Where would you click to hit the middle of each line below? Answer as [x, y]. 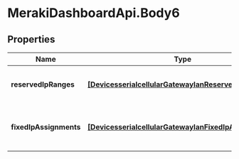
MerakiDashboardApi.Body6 [94, 13]
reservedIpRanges [43, 84]
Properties [31, 39]
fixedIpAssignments [46, 127]
